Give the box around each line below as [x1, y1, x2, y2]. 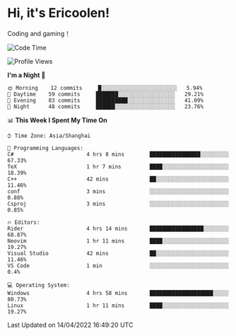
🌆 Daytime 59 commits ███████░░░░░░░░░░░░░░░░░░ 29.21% [7, 91, 203, 98]
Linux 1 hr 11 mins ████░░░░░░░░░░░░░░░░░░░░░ [7, 302, 230, 309]
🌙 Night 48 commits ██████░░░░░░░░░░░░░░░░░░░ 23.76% [7, 103, 203, 110]
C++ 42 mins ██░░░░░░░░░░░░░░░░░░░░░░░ [7, 175, 230, 183]
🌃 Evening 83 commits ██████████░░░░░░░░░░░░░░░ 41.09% [7, 97, 203, 104]
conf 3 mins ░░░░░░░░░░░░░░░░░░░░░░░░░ [7, 187, 230, 195]
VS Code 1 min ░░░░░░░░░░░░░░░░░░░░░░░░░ [7, 262, 230, 270]
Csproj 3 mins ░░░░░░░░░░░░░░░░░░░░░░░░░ [7, 200, 230, 207]
